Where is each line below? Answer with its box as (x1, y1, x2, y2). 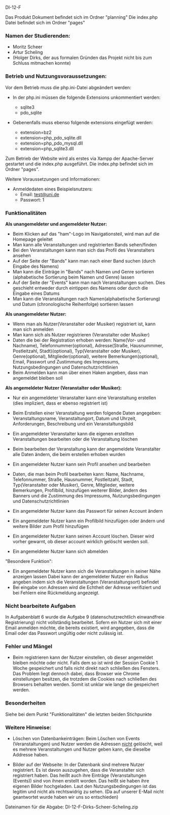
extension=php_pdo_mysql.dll (20, 140, 83, 146)
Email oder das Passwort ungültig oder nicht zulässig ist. (5, 630, 124, 636)
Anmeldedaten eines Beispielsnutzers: (12, 186, 93, 192)
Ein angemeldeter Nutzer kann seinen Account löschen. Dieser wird (12, 533, 154, 539)
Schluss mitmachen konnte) (12, 60, 71, 66)
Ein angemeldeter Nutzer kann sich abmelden (12, 548, 108, 554)
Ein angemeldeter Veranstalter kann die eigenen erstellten (12, 430, 134, 437)
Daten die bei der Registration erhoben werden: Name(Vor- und (12, 337, 146, 343)
